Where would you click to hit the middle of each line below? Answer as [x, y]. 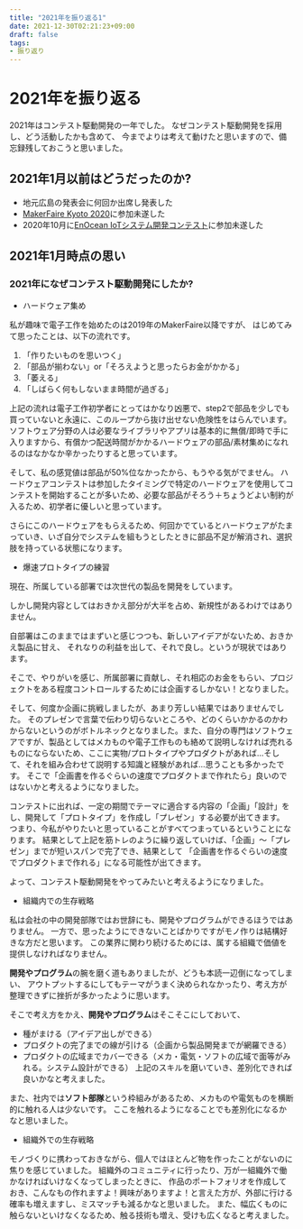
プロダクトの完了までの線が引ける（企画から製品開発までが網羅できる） [156, 1045]
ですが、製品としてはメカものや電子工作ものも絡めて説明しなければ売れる [155, 741]
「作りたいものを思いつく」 [74, 355]
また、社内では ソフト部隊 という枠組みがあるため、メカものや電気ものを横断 [151, 1097]
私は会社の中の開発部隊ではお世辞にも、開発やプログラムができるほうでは [147, 920]
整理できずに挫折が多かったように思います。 [92, 995]
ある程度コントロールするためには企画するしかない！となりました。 [167, 688]
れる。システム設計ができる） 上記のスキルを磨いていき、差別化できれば [157, 1067]
